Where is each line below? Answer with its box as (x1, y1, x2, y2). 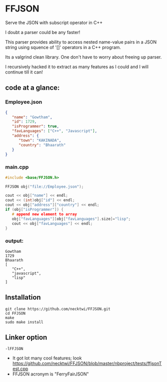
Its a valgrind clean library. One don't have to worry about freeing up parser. (5, 54, 162, 60)
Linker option (5, 333, 47, 341)
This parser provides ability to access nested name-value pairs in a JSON (5, 39, 157, 45)
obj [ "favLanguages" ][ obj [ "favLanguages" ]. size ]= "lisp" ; (11, 216, 131, 221)
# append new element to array (11, 211, 77, 217)
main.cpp (5, 164, 29, 171)
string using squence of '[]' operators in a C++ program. (5, 44, 121, 50)
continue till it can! (5, 69, 43, 75)
